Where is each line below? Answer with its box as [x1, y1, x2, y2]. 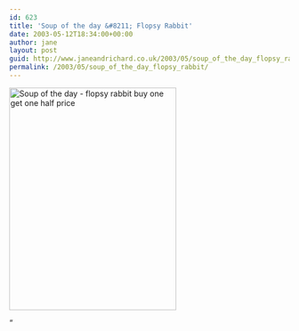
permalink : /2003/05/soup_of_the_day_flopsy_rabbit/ [9, 63, 209, 72]
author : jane [9, 37, 58, 47]
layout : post [9, 46, 58, 55]
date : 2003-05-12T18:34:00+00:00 [9, 29, 133, 38]
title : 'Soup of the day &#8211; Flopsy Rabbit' [9, 21, 193, 30]
